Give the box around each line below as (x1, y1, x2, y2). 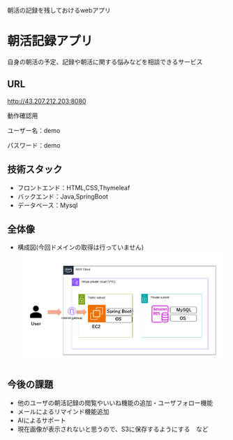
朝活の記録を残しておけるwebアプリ (7, 6, 112, 14)
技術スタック (7, 164, 63, 176)
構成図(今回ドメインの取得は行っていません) (17, 243, 144, 252)
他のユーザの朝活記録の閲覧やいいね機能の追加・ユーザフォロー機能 (17, 398, 213, 407)
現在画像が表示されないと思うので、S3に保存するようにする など (17, 425, 209, 433)
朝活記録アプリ (7, 34, 93, 49)
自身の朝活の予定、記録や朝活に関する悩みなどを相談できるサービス (7, 57, 203, 66)
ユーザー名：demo (7, 126, 61, 134)
